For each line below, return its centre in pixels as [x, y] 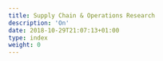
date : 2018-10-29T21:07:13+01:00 [64, 30]
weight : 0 [25, 45]
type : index [28, 38]
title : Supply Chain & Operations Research [82, 15]
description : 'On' [39, 23]
